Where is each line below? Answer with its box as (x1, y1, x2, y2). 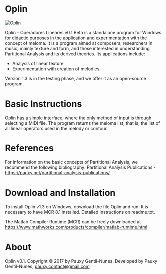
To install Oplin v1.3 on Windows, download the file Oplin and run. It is (5, 203, 148, 210)
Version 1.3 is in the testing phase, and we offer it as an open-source (5, 75, 146, 81)
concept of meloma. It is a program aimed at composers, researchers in (5, 40, 153, 46)
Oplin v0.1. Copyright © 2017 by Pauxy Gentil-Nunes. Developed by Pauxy (5, 258, 158, 264)
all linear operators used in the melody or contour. (5, 125, 108, 131)
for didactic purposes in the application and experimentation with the (5, 35, 147, 41)
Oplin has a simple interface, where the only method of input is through (5, 115, 152, 121)
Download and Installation (5, 187, 116, 198)
